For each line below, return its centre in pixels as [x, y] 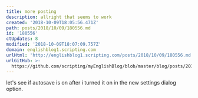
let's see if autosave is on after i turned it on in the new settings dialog [91, 83]
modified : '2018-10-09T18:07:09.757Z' [54, 45]
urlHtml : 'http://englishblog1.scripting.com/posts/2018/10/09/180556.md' [100, 55]
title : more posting [32, 11]
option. [15, 89]
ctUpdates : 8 [22, 39]
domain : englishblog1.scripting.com [51, 50]
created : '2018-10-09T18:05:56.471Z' [52, 22]
